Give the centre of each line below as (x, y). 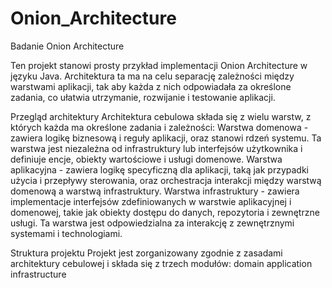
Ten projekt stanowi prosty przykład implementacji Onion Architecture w (159, 65)
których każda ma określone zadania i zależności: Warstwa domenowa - (159, 127)
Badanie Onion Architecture (67, 46)
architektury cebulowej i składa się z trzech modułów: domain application (161, 263)
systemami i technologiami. (66, 233)
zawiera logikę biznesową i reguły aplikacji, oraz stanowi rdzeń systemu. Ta (166, 138)
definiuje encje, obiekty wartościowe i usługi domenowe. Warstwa (146, 159)
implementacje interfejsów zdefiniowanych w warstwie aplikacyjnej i (151, 201)
